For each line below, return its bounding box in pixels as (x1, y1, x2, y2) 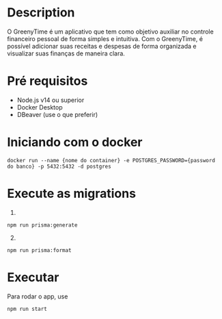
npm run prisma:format (7, 246, 72, 254)
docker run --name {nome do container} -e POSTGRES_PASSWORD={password (7, 157, 215, 164)
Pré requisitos (7, 73, 88, 89)
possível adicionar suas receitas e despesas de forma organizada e (7, 42, 197, 50)
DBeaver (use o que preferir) (16, 110, 98, 118)
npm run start (7, 305, 48, 312)
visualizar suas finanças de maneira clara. (7, 49, 125, 58)
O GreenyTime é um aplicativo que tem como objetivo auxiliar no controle (7, 27, 214, 36)
